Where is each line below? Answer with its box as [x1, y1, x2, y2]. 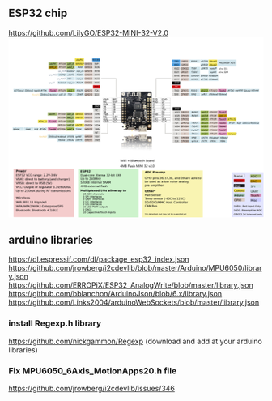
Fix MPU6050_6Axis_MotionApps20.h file [8, 365, 177, 376]
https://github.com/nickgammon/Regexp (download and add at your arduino [8, 336, 263, 346]
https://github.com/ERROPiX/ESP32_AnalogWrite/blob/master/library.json [8, 280, 253, 290]
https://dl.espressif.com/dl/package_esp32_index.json [8, 254, 189, 264]
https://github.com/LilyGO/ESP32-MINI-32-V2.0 [8, 28, 168, 37]
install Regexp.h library [8, 318, 102, 329]
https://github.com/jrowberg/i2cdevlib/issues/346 [8, 384, 176, 394]
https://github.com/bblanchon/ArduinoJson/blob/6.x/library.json [8, 289, 223, 299]
